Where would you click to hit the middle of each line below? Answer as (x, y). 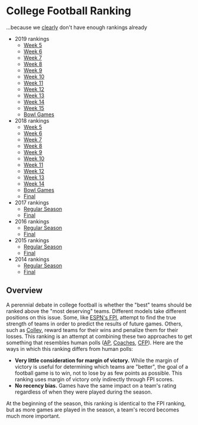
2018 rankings (32, 120)
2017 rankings (32, 202)
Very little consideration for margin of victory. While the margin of (97, 360)
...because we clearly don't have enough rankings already (77, 27)
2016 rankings (32, 221)
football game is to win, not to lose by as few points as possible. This (98, 373)
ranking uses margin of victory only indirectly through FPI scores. (94, 379)
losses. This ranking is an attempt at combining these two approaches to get (99, 336)
